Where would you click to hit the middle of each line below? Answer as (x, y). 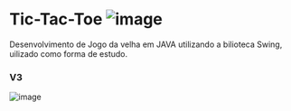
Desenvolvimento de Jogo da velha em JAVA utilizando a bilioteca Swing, (146, 44)
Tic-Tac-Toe (56, 19)
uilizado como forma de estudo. (69, 53)
